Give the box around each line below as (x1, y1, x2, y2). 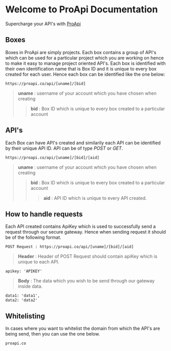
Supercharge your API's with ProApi (5, 21, 81, 27)
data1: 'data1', (5, 293, 40, 299)
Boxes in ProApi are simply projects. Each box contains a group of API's (5, 49, 157, 55)
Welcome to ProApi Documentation (5, 4, 158, 15)
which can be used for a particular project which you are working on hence (5, 55, 164, 61)
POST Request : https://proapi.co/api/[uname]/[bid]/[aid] (5, 244, 134, 250)
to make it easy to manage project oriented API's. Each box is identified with (5, 60, 166, 66)
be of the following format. (5, 234, 61, 240)
